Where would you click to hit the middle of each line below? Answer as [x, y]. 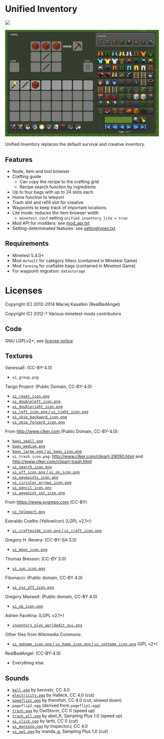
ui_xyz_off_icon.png [33, 588]
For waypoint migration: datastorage [49, 271]
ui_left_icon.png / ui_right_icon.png [50, 412]
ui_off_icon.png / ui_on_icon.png [46, 472]
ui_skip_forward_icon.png [38, 422]
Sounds [17, 678]
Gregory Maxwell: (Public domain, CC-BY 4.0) [51, 597]
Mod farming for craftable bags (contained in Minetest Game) [74, 266]
